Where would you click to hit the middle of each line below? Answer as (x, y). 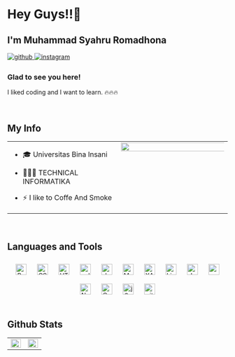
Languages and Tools (55, 246)
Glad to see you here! (44, 77)
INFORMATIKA (47, 182)
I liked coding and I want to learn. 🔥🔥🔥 (63, 92)
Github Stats (35, 325)
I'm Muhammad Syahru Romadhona (87, 40)
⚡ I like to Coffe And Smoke (67, 198)
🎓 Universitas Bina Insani (65, 154)
